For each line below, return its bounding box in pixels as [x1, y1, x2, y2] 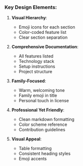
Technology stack [18, 59, 55, 64]
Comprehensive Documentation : [11, 44, 79, 50]
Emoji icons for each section [18, 24, 75, 30]
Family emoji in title [18, 92, 57, 98]
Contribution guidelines [18, 127, 66, 133]
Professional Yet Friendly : [11, 107, 65, 113]
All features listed [18, 53, 54, 59]
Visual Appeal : [11, 136, 42, 142]
